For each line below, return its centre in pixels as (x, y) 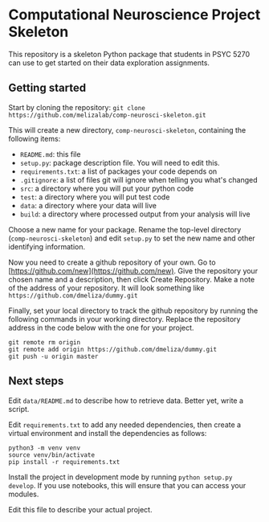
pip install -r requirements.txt (64, 462)
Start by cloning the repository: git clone (77, 107)
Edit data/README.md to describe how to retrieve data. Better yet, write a (126, 401)
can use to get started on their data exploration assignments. (109, 63)
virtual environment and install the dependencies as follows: (108, 433)
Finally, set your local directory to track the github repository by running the (133, 310)
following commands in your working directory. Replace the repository (124, 319)
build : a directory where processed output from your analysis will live (135, 214)
